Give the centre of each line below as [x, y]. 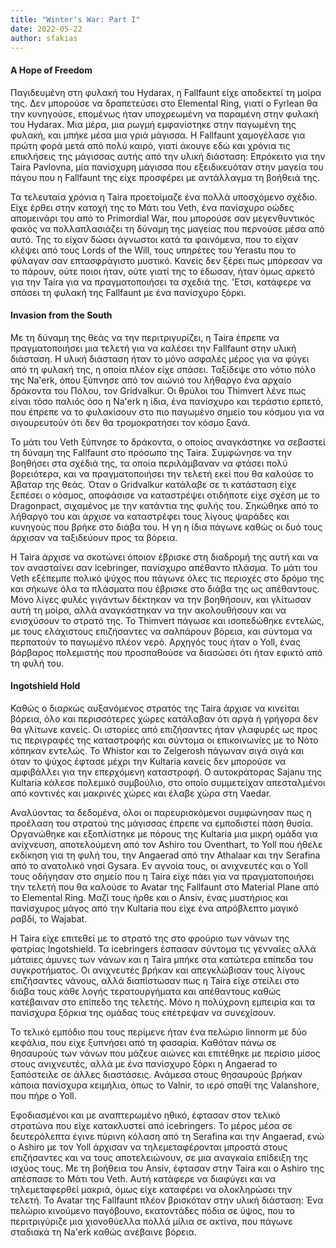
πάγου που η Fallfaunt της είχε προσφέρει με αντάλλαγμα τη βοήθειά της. [165, 177]
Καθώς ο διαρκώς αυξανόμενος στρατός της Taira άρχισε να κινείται [155, 708]
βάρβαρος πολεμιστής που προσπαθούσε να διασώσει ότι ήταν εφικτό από [166, 652]
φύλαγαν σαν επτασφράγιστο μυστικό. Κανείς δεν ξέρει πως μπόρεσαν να [166, 260]
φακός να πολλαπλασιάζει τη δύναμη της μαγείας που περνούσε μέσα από [167, 228]
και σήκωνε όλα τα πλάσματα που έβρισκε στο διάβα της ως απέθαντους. [165, 588]
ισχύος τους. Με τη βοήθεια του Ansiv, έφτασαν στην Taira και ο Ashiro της [167, 1168]
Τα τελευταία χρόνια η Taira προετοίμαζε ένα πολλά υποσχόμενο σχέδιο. [164, 197]
